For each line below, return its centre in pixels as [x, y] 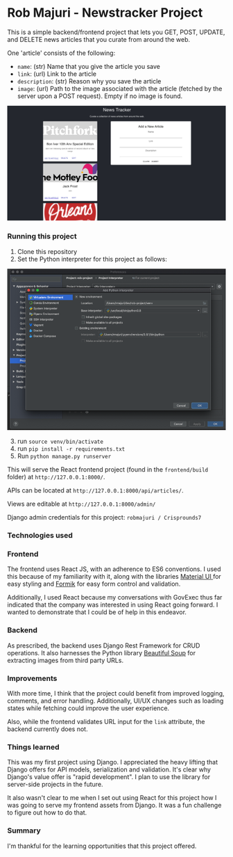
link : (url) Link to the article [57, 74]
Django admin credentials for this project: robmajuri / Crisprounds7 [104, 518]
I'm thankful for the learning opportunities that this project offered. [102, 846]
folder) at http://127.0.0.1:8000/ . [56, 477]
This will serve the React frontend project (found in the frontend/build [108, 470]
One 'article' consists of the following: [61, 53]
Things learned [33, 747]
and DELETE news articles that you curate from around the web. [99, 39]
